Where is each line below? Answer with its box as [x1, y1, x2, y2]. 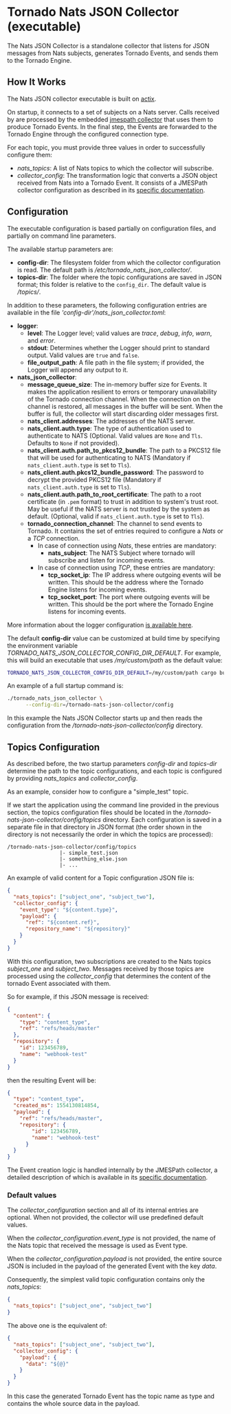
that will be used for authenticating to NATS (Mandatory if [27, 453, 191, 462]
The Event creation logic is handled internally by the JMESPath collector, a [7, 1166, 218, 1174]
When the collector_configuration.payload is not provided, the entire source [7, 1255, 222, 1263]
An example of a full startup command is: [7, 682, 124, 690]
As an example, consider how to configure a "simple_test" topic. [7, 787, 189, 796]
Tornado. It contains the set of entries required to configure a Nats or [27, 527, 223, 535]
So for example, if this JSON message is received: [7, 992, 149, 1000]
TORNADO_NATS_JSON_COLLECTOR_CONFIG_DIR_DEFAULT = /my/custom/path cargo [7, 669, 217, 676]
